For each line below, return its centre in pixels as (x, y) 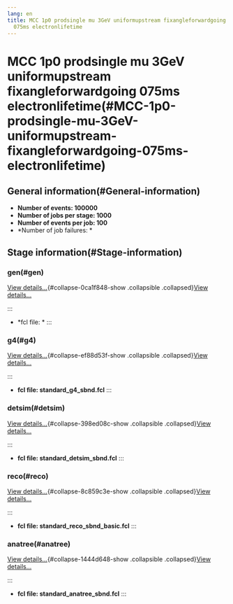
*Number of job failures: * (55, 230)
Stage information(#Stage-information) (95, 252)
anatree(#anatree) (39, 544)
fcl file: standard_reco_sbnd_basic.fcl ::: (77, 526)
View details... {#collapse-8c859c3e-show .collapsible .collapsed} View (109, 491)
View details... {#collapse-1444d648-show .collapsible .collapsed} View (109, 559)
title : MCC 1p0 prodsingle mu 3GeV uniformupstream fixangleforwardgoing (117, 20)
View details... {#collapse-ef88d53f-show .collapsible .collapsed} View (107, 356)
